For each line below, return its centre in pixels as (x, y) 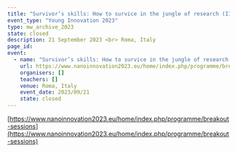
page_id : (20, 46)
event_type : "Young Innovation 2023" (63, 20)
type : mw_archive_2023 (41, 27)
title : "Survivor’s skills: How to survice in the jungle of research (113, 14)
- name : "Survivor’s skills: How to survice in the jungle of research (121, 60)
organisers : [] (42, 72)
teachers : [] (39, 79)
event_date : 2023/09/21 (55, 92)
